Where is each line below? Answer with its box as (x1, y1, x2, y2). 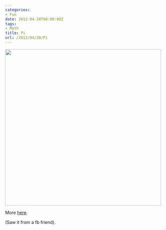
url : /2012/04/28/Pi (5, 35, 48, 40)
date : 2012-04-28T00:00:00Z (5, 16, 64, 21)
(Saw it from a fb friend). (5, 219, 56, 225)
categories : (5, 7, 30, 12)
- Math (5, 26, 19, 31)
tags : (5, 21, 16, 26)
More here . (5, 209, 28, 215)
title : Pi (5, 30, 26, 35)
